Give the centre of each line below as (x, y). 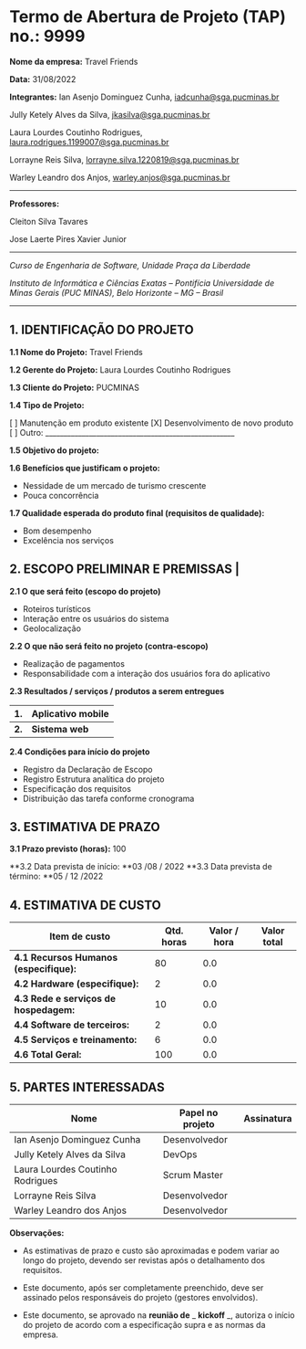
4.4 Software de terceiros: (72, 1025)
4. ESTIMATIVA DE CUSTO (85, 905)
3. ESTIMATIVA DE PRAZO (85, 827)
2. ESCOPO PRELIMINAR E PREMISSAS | (124, 569)
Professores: (35, 204)
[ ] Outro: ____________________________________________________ (122, 432)
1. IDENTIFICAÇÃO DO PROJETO (102, 330)
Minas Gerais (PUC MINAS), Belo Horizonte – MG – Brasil (117, 292)
